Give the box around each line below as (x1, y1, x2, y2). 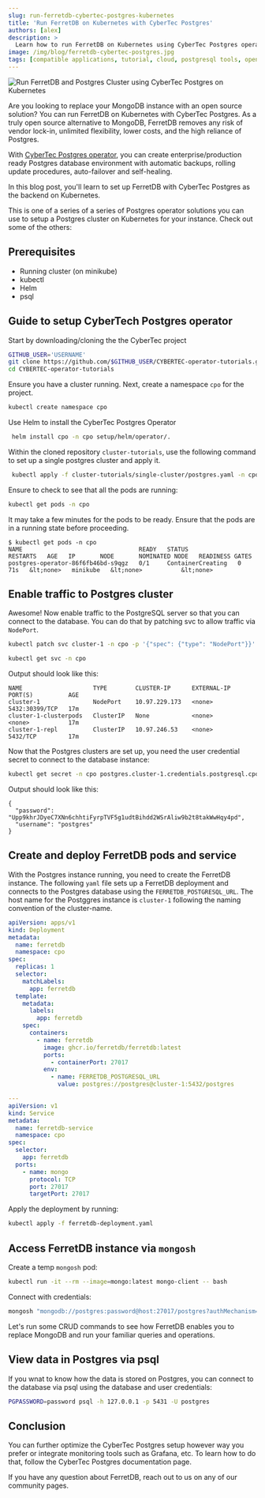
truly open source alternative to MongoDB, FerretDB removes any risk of (8, 118, 243, 127)
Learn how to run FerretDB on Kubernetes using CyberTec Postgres (15, 41, 238, 49)
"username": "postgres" (15, 821, 93, 829)
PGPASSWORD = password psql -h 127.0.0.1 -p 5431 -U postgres (8, 1398, 211, 1406)
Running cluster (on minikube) (19, 266, 118, 276)
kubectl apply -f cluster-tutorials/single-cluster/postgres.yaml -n (11, 471, 245, 479)
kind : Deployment (8, 926, 65, 934)
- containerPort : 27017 (50, 1058, 129, 1067)
